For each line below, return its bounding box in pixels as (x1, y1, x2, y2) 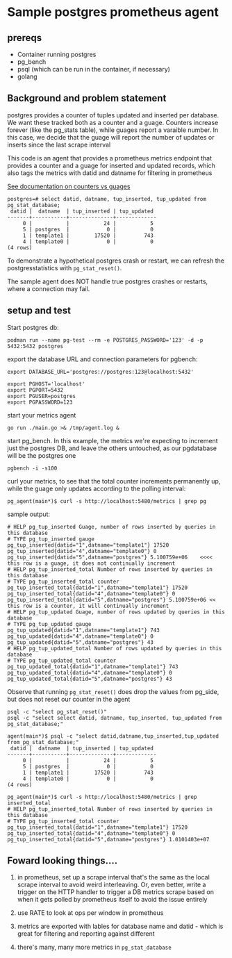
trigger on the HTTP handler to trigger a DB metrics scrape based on (17, 888, 214, 896)
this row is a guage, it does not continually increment (7, 560, 176, 567)
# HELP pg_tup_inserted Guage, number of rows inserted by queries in (7, 523, 216, 530)
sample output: (7, 510, 51, 518)
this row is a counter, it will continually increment (7, 602, 169, 609)
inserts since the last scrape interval (7, 140, 111, 149)
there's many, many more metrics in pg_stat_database (17, 943, 172, 952)
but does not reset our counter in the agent (7, 695, 131, 703)
